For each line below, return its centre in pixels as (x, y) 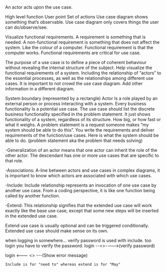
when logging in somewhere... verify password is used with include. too (78, 240)
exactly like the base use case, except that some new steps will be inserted (82, 211)
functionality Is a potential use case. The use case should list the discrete (80, 109)
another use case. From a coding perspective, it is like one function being (80, 190)
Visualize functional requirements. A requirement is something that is (76, 37)
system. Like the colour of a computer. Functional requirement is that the (79, 47)
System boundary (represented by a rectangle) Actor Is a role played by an (81, 98)
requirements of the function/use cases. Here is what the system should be (82, 135)
